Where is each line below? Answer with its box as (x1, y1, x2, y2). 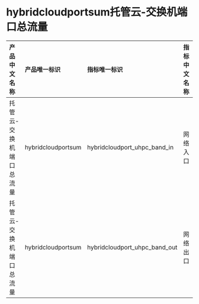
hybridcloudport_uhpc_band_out (86, 243, 178, 251)
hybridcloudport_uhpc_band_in (86, 143, 174, 151)
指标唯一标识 (86, 65, 123, 73)
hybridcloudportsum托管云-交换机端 (6, 5, 188, 19)
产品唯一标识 (24, 65, 61, 73)
